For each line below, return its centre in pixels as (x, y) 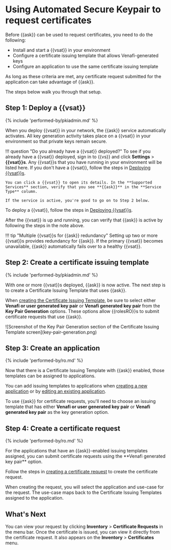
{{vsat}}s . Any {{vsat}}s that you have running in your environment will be (84, 162)
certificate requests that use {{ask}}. (44, 317)
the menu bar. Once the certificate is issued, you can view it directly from (83, 532)
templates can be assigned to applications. (50, 376)
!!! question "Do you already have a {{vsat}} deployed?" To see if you (78, 151)
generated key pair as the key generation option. (57, 412)
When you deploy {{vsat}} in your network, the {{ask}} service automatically (86, 130)
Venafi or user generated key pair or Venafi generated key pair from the (83, 306)
